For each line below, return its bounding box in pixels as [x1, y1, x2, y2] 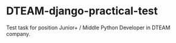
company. [6, 30, 31, 37]
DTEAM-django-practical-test [6, 4, 158, 18]
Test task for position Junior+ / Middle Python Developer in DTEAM [6, 24, 171, 31]
